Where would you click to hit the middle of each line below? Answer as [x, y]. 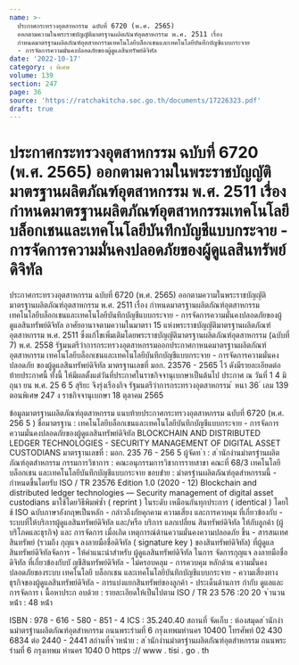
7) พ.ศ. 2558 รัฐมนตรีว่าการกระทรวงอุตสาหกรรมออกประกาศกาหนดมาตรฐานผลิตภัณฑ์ [138, 345]
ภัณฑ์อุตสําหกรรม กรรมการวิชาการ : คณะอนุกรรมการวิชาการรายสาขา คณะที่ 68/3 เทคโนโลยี [145, 463]
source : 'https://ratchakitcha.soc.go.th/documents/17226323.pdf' [135, 100]
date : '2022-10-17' [46, 59]
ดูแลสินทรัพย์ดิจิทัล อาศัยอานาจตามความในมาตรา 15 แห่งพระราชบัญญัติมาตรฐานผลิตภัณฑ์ [140, 325]
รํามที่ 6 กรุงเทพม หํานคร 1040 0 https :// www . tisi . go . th [109, 651]
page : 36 [25, 92]
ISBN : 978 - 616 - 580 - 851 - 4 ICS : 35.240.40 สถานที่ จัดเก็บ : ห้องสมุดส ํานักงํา [146, 620]
